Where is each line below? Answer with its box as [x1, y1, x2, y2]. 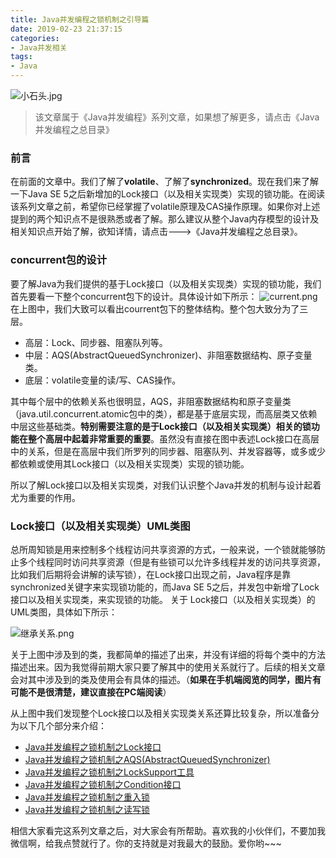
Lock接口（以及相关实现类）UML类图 [10, 519, 191, 533]
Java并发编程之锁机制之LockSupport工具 [24, 766, 195, 778]
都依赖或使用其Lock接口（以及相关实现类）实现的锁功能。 [10, 457, 250, 470]
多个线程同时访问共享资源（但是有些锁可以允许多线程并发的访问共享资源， [18, 556, 326, 568]
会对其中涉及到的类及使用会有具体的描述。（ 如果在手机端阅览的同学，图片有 [10, 673, 322, 685]
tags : [10, 52, 33, 62]
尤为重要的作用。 [10, 491, 81, 503]
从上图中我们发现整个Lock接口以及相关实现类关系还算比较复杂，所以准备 [10, 707, 311, 719]
